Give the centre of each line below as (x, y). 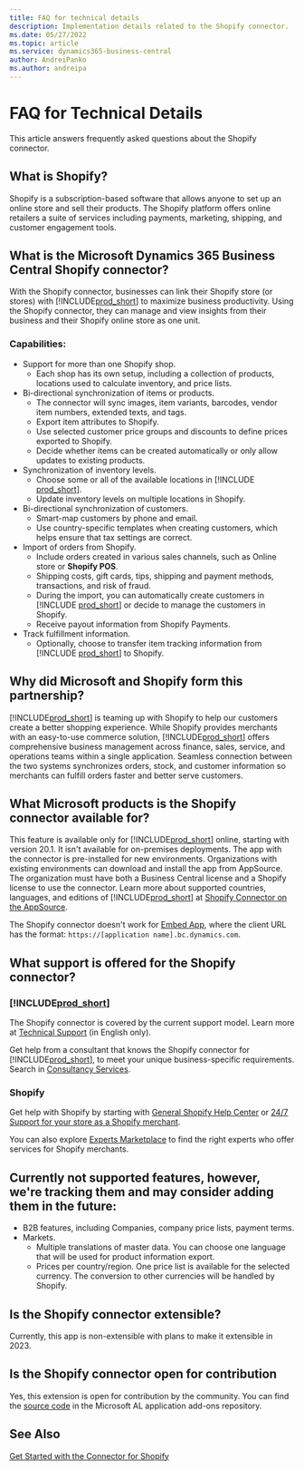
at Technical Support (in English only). (81, 1032)
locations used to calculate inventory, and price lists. (134, 383)
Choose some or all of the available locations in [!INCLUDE (145, 479)
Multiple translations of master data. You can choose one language (161, 1247)
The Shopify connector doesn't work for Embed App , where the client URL (148, 925)
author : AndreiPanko (48, 60)
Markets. (39, 1238)
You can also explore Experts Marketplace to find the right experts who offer (152, 1140)
